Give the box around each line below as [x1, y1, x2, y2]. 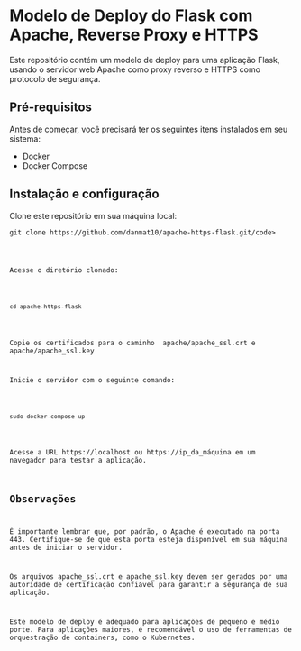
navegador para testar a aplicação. [9, 456, 147, 465]
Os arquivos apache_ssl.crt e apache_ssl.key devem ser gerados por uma [9, 572, 288, 582]
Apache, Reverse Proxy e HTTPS [9, 24, 259, 45]
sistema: [9, 133, 41, 144]
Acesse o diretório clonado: [9, 266, 119, 275]
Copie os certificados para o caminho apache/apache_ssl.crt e [9, 339, 256, 348]
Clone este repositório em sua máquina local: [9, 210, 178, 221]
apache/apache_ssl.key [9, 346, 95, 356]
